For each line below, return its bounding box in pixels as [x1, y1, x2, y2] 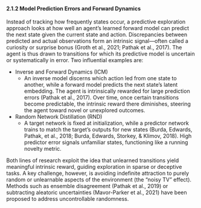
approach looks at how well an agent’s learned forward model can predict [6, 25, 190, 32]
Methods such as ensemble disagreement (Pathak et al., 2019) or [6, 183, 168, 190]
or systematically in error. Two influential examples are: [6, 57, 144, 64]
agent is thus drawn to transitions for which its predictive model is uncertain [6, 50, 195, 57]
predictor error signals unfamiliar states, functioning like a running [24, 139, 188, 146]
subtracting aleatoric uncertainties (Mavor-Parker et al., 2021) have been [6, 189, 187, 196]
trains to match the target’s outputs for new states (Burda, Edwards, [24, 126, 193, 133]
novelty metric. [24, 145, 62, 153]
